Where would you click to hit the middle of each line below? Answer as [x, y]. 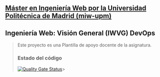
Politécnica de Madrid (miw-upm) [59, 16]
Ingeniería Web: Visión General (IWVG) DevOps [80, 33]
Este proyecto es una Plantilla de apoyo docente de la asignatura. [84, 45]
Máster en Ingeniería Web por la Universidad [76, 8]
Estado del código [40, 58]
